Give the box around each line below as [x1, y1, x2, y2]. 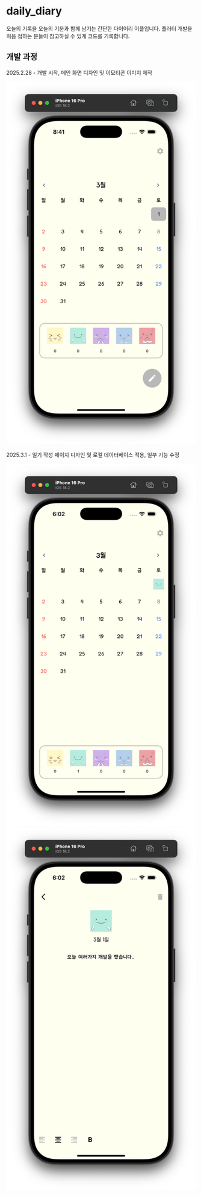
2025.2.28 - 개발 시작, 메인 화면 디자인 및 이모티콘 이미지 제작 [6, 69, 152, 76]
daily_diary [6, 4, 62, 18]
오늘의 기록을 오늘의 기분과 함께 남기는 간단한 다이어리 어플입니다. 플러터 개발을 [6, 25, 193, 32]
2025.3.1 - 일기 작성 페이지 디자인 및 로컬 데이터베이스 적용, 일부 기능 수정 [6, 451, 179, 458]
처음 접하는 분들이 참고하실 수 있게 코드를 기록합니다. [6, 32, 130, 40]
